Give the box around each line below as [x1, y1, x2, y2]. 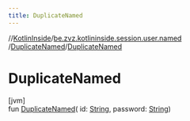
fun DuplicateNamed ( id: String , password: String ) [8, 104, 172, 113]
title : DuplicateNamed [8, 11, 83, 20]
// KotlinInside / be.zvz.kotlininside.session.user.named [8, 33, 182, 43]
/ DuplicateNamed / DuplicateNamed [8, 41, 123, 51]
